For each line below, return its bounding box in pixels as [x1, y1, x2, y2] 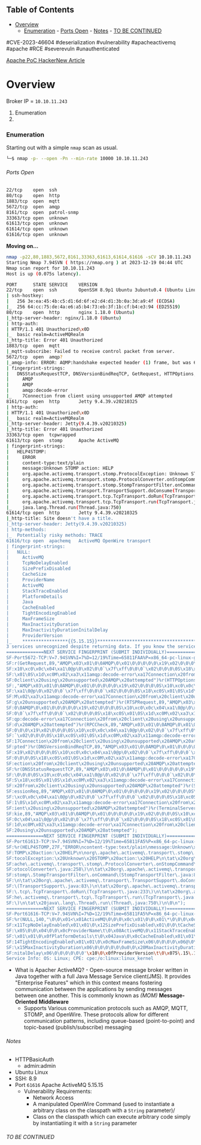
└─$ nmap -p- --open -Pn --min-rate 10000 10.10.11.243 [6, 156, 148, 162]
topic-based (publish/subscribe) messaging [23, 1024, 132, 1031]
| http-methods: [6, 527, 47, 533]
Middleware [38, 998, 69, 1005]
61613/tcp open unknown [6, 220, 68, 226]
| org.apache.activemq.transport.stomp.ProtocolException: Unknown [6, 471, 188, 477]
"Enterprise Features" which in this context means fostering [14, 979, 163, 986]
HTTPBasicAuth [14, 1056, 54, 1063]
